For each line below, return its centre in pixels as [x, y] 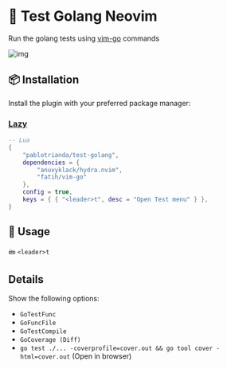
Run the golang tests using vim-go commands [84, 38]
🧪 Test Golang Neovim [83, 16]
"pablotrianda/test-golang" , [71, 155]
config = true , [48, 192]
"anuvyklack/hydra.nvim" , [80, 170]
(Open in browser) [102, 356]
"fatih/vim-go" [62, 177]
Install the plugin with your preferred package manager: [100, 103]
